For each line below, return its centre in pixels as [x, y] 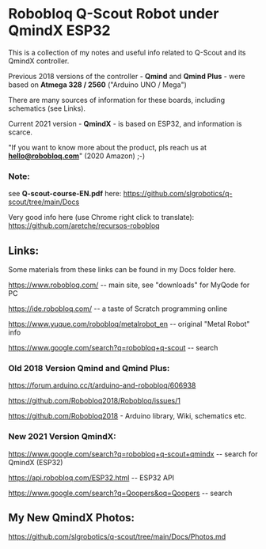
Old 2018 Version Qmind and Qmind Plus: [89, 368]
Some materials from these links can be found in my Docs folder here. [122, 270]
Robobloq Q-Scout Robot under [114, 14]
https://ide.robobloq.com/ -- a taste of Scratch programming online [118, 309]
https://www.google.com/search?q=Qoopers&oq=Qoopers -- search [120, 493]
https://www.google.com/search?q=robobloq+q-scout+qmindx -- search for [133, 454]
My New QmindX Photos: [72, 518]
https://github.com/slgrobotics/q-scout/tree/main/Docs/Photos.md [117, 537]
